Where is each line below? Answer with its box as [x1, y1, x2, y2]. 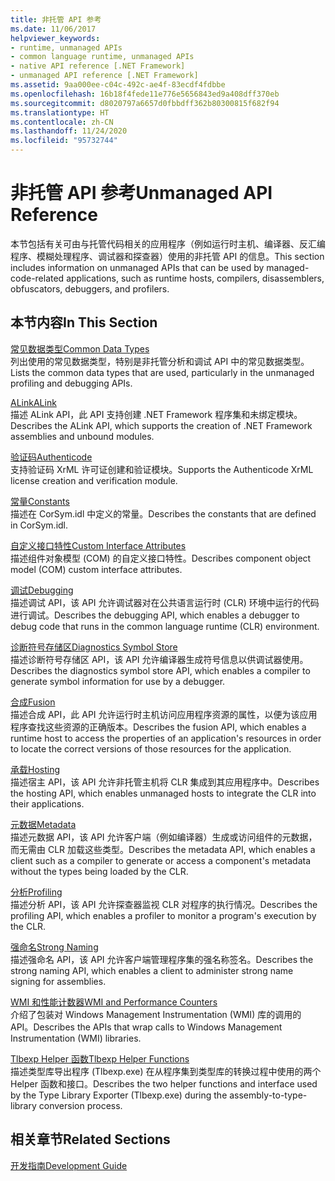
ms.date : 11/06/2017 [10, 24, 97, 34]
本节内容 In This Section [10, 314, 158, 331]
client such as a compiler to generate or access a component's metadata [10, 854, 312, 866]
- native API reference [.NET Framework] [10, 61, 186, 71]
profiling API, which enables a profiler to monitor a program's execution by [10, 909, 317, 921]
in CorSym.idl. [10, 519, 69, 531]
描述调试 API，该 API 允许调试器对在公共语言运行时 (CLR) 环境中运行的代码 [10, 596, 320, 608]
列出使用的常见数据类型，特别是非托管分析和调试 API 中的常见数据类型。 [10, 355, 310, 367]
